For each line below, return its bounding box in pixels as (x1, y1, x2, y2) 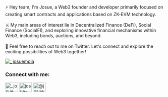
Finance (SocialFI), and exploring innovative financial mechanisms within (5, 27, 156, 33)
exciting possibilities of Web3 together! (5, 49, 87, 54)
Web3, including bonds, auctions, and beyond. (5, 33, 102, 39)
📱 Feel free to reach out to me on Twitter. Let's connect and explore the (5, 43, 154, 49)
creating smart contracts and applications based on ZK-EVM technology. (5, 12, 156, 17)
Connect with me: (5, 71, 50, 78)
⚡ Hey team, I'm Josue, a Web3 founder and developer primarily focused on (5, 4, 163, 10)
